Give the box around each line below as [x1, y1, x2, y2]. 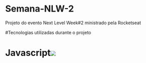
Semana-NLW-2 [5, 3, 74, 15]
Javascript [5, 47, 51, 58]
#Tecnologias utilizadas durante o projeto [5, 29, 92, 35]
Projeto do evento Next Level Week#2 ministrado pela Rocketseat [5, 20, 141, 26]
